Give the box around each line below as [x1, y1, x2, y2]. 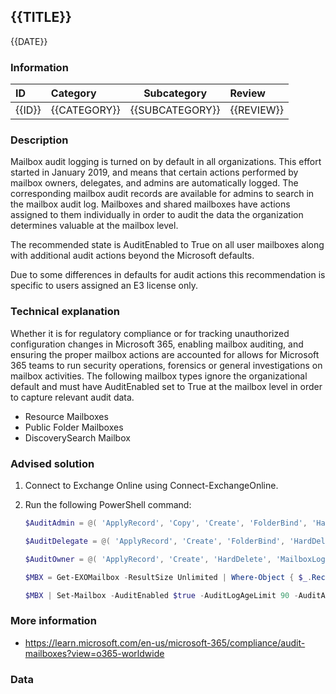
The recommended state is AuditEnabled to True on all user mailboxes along [10, 239, 325, 251]
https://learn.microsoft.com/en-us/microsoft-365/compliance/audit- [24, 636, 306, 649]
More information [10, 614, 97, 628]
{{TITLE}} [10, 9, 72, 26]
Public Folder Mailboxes [24, 421, 124, 433]
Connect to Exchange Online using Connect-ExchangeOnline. [24, 480, 279, 491]
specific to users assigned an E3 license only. [10, 280, 198, 292]
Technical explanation [10, 305, 120, 319]
